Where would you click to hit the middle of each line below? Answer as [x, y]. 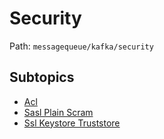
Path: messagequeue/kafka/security [81, 46]
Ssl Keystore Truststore [72, 123]
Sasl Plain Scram [58, 112]
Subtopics [42, 77]
